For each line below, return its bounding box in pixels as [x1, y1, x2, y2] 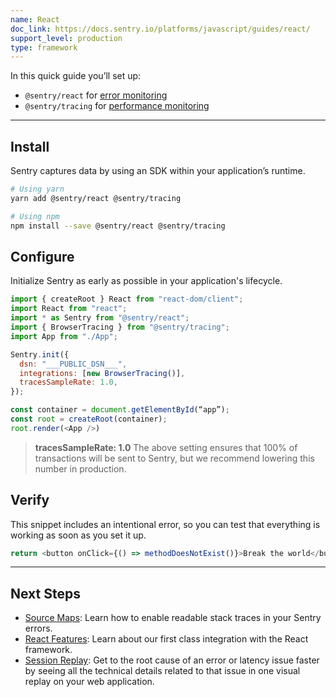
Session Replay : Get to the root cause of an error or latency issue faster [24, 654, 320, 666]
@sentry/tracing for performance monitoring [24, 100, 210, 112]
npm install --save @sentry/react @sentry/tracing [10, 221, 226, 231]
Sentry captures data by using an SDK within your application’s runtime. [10, 165, 306, 177]
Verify [10, 492, 50, 509]
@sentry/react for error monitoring [24, 89, 168, 101]
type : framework [10, 42, 78, 53]
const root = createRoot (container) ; [10, 414, 168, 424]
